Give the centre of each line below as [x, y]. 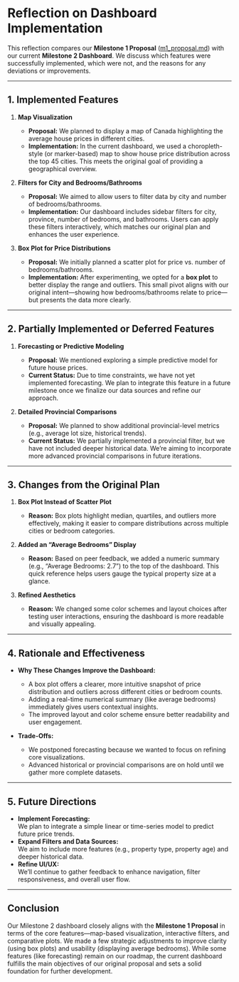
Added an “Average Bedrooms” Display [77, 545]
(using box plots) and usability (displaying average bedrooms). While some [117, 948]
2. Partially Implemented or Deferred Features [111, 329]
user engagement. [55, 722]
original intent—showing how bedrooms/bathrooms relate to [116, 292]
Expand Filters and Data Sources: [68, 842]
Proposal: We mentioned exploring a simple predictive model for [123, 360]
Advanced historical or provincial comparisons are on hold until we [126, 765]
